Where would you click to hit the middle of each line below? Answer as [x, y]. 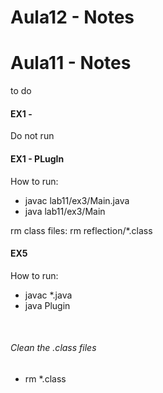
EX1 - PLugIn [37, 158]
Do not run [32, 136]
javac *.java [48, 295]
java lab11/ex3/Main [65, 211]
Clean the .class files [53, 348]
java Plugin [47, 305]
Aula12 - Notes [72, 17]
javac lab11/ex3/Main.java [77, 200]
